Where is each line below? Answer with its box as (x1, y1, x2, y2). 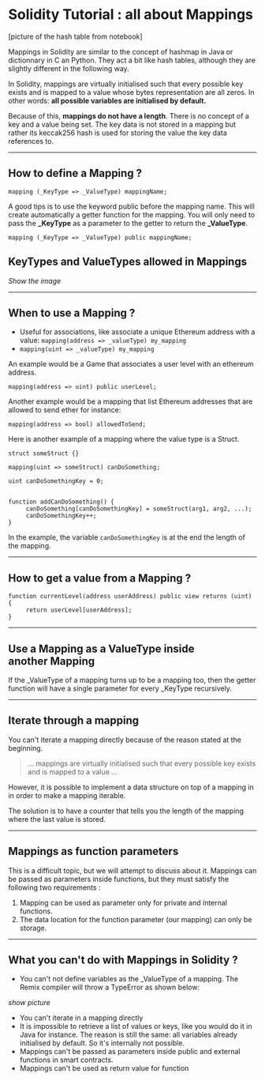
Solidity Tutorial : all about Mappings (8, 6, 254, 24)
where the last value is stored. (8, 814, 106, 823)
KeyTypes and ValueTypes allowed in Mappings (8, 255, 247, 269)
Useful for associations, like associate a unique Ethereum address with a (19, 327, 256, 337)
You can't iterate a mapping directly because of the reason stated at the (8, 735, 242, 744)
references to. (8, 136, 54, 145)
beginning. (8, 743, 43, 752)
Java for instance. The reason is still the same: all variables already (19, 1030, 238, 1040)
